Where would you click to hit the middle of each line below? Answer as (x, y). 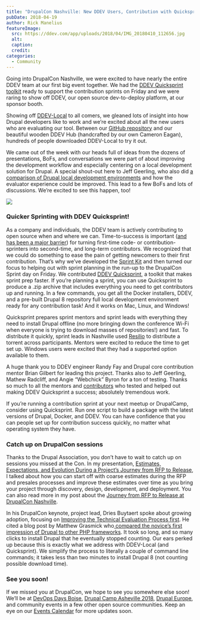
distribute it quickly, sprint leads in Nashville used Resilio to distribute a (93, 336)
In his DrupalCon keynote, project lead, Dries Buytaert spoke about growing (99, 513)
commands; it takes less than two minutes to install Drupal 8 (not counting (97, 557)
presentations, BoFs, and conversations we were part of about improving (96, 158)
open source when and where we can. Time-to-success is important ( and (96, 236)
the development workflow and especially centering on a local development (99, 165)
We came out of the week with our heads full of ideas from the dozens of (96, 152)
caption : (22, 45)
